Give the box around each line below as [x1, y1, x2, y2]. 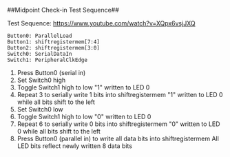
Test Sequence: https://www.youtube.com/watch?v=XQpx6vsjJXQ [7, 19, 196, 27]
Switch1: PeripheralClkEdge [7, 56, 88, 63]
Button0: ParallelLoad [7, 32, 72, 39]
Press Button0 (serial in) [17, 69, 86, 76]
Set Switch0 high [17, 76, 66, 84]
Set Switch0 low [17, 105, 63, 113]
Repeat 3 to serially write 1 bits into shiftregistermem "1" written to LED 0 [17, 91, 223, 98]
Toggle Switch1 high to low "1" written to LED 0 [17, 83, 150, 92]
